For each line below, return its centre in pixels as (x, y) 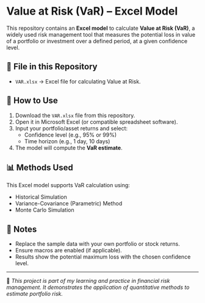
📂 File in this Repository (52, 67)
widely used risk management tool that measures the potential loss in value (101, 34)
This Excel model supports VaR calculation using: (68, 185)
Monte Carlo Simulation (45, 210)
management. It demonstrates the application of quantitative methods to (98, 287)
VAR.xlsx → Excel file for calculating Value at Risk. (78, 81)
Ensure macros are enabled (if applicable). (68, 251)
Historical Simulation (41, 197)
